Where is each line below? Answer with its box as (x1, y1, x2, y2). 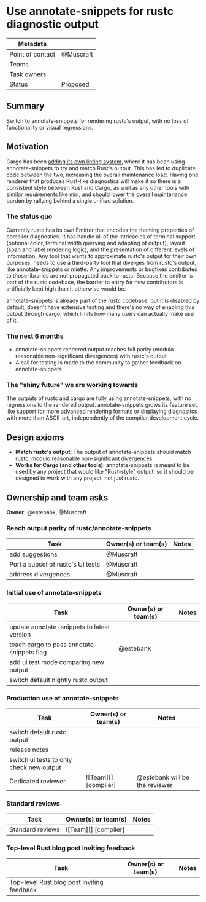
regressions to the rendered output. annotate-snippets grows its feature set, (6, 401, 199, 409)
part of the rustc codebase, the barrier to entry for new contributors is (6, 278, 183, 286)
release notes (9, 745, 49, 754)
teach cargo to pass (9, 640, 67, 649)
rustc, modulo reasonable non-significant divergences (15, 455, 153, 462)
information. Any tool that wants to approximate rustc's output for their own (6, 252, 197, 259)
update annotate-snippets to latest (9, 622, 110, 631)
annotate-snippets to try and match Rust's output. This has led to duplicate (6, 164, 196, 171)
